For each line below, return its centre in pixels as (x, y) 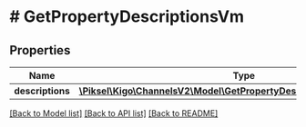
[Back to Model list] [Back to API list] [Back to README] (114, 113)
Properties (40, 50)
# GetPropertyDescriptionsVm (127, 17)
